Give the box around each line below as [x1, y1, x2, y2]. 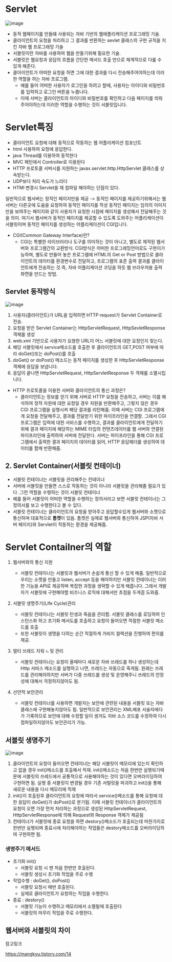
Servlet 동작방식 [5, 287, 55, 296]
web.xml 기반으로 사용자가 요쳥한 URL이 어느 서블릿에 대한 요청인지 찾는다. [12, 338, 164, 344]
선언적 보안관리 [12, 689, 44, 695]
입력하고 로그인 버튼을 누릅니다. [26, 89, 89, 95]
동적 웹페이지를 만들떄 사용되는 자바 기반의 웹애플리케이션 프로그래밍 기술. [12, 30, 161, 37]
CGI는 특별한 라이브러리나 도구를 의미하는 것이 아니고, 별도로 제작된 [20, 238, 156, 244]
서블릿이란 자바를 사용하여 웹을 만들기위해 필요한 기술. [12, 50, 121, 56]
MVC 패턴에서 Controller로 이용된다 [12, 159, 85, 165]
